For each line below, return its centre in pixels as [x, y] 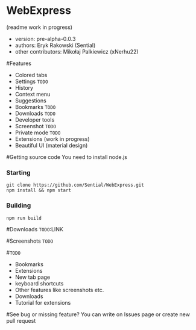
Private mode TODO [38, 132]
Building [19, 205]
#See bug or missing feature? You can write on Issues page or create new [98, 314]
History [24, 87]
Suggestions [30, 101]
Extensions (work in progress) [52, 139]
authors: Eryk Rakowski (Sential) [55, 45]
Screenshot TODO [35, 126]
